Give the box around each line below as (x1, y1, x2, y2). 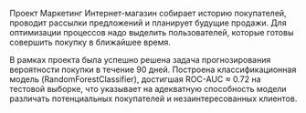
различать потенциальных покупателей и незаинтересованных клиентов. (9, 93, 298, 104)
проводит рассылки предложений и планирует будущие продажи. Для (9, 17, 287, 28)
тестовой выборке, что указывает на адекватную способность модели (9, 84, 287, 94)
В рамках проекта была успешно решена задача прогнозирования (9, 55, 271, 65)
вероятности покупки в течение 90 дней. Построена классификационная (9, 64, 297, 75)
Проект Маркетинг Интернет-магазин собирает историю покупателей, (9, 8, 287, 18)
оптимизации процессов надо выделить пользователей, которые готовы (9, 27, 294, 37)
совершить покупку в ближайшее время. (9, 36, 171, 47)
